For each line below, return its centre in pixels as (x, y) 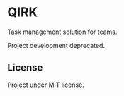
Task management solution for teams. (62, 32)
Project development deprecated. (56, 45)
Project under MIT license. (46, 85)
